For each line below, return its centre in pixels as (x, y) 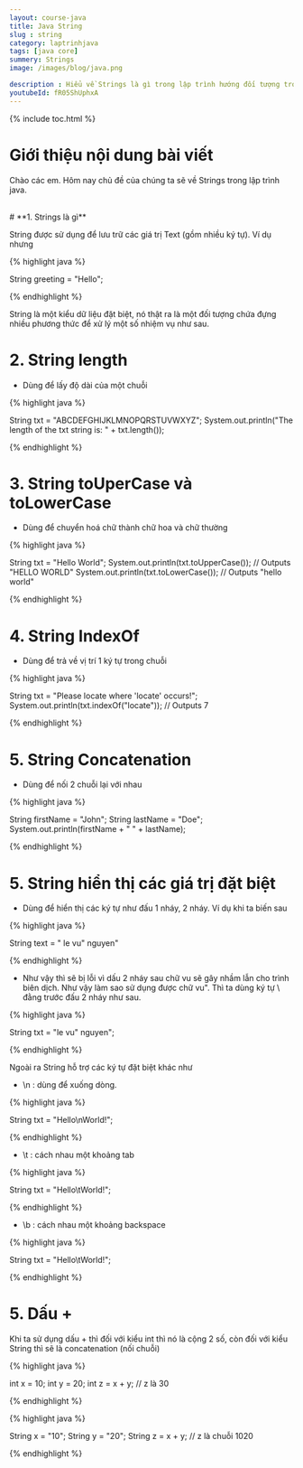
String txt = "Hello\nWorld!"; (61, 1120)
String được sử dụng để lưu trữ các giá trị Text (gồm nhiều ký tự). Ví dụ (141, 234)
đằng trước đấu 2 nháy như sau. (82, 997)
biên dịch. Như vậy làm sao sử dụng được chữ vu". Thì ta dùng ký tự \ (151, 988)
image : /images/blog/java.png (66, 69)
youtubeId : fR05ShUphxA (54, 93)
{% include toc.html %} (53, 118)
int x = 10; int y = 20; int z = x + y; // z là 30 (89, 1384)
